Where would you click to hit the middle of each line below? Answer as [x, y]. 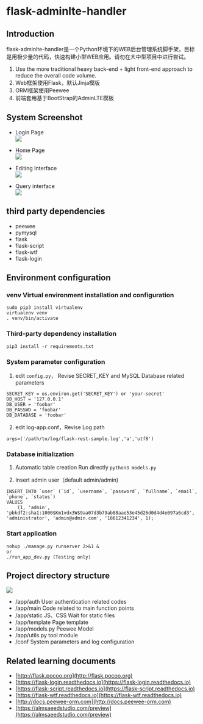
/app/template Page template [52, 622]
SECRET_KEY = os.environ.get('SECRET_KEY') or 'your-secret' [86, 394]
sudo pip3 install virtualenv [45, 308]
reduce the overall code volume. [55, 75]
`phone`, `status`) [31, 497]
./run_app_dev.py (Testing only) [49, 557]
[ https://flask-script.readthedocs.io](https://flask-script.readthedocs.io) [105, 689]
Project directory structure [58, 575]
